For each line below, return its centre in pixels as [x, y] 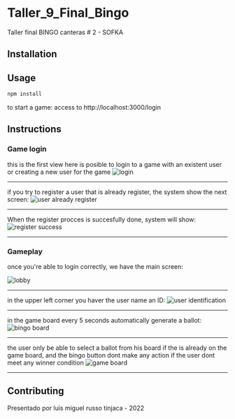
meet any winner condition [45, 362]
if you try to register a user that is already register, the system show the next [117, 192]
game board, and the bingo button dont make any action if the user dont [111, 355]
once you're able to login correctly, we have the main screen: [95, 266]
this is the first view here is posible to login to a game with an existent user [115, 164]
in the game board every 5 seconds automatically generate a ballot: [104, 320]
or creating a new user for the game [59, 172]
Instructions [34, 130]
